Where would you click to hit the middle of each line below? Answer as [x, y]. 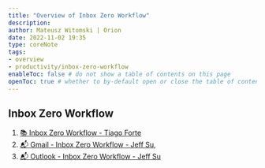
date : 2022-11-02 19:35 [47, 37]
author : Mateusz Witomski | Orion [65, 30]
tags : [17, 52]
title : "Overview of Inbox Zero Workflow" [79, 15]
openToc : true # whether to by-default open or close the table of [121, 81]
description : [30, 23]
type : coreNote [33, 45]
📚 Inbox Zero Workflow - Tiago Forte [80, 133]
